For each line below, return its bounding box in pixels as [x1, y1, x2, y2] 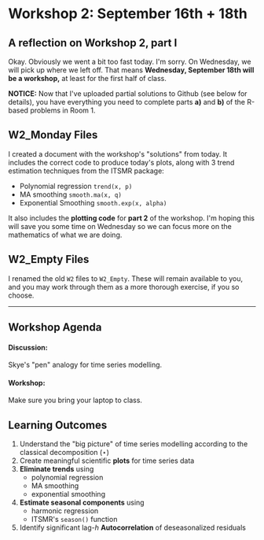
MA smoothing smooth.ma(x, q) [19, 190, 122, 199]
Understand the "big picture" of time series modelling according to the [19, 439, 248, 449]
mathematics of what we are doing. [8, 230, 123, 239]
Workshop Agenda [8, 320, 102, 335]
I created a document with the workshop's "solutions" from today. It [8, 149, 228, 158]
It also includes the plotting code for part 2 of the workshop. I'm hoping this [8, 213, 255, 223]
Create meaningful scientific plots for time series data [19, 456, 195, 465]
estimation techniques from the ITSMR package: [8, 166, 165, 176]
